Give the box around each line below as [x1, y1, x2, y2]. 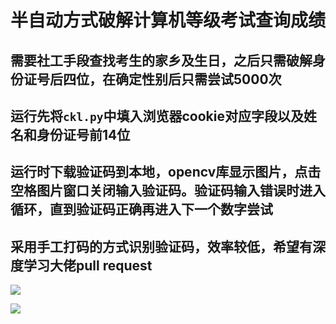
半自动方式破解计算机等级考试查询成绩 [10, 9, 327, 32]
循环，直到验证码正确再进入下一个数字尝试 [10, 201, 273, 218]
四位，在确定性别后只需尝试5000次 [62, 71, 282, 88]
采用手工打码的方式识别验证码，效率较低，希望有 [10, 238, 313, 255]
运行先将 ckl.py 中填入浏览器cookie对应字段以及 [10, 107, 304, 125]
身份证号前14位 [36, 126, 131, 143]
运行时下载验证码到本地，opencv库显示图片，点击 [10, 164, 322, 181]
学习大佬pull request [23, 257, 153, 274]
